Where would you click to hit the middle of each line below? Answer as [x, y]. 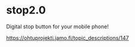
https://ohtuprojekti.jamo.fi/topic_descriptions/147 [68, 38]
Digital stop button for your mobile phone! [58, 26]
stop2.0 [26, 10]
